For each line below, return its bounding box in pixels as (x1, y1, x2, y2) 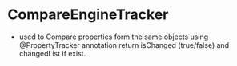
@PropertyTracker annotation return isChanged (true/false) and (18, 40, 230, 49)
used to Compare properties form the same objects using (18, 32, 209, 41)
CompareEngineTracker (7, 6, 169, 24)
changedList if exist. (18, 49, 86, 58)
